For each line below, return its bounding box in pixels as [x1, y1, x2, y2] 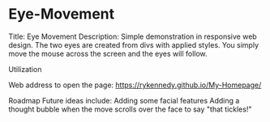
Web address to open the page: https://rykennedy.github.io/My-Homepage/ [8, 80, 262, 90]
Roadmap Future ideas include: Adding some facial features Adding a [8, 95, 240, 105]
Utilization [8, 64, 42, 74]
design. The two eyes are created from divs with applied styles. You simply [8, 40, 259, 49]
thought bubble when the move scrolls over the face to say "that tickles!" [8, 104, 252, 114]
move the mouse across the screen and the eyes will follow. [8, 48, 208, 58]
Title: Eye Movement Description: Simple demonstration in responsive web [8, 32, 257, 41]
